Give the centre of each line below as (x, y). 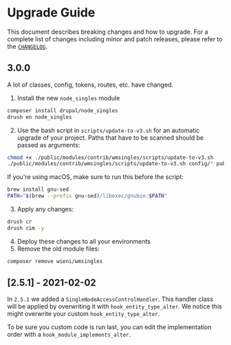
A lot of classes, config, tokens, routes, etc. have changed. (90, 85)
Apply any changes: (45, 209)
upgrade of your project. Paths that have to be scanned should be (110, 137)
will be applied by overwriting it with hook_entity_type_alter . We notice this (114, 306)
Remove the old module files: (58, 249)
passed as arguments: (48, 145)
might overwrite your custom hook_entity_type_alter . (84, 314)
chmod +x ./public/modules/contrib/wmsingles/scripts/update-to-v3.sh (110, 157)
